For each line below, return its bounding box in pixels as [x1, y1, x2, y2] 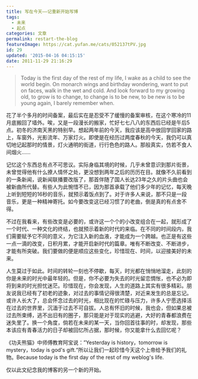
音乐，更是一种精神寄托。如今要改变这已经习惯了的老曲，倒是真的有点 [6, 198, 177, 205]
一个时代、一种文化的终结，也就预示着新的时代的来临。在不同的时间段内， [6, 225, 187, 232]
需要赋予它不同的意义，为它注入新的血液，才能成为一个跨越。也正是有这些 [11, 233, 192, 240]
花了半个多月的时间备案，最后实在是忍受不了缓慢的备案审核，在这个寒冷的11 [6, 112, 192, 119]
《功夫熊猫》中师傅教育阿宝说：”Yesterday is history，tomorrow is [6, 339, 168, 346]
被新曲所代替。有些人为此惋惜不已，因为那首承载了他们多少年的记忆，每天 [6, 183, 187, 190]
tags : [6, 14, 19, 20]
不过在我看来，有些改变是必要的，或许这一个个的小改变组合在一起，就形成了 [6, 218, 192, 225]
